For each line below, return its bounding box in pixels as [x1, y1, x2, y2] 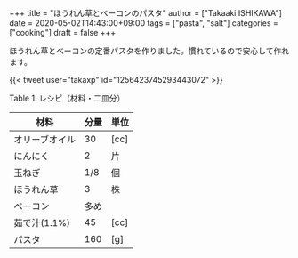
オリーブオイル [13, 133, 77, 145]
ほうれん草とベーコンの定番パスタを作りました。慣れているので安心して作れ [9, 45, 290, 56]
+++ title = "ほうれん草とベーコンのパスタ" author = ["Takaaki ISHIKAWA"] [9, 8, 283, 18]
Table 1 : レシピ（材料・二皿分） [9, 93, 125, 103]
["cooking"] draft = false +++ [9, 28, 117, 37]
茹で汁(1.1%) [13, 217, 71, 229]
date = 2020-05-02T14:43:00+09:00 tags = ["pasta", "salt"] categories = [9, 18, 278, 28]
